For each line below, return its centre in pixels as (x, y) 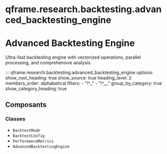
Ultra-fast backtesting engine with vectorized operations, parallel (73, 57)
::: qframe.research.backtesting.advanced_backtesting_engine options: (79, 72)
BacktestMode (26, 130)
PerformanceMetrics (33, 141)
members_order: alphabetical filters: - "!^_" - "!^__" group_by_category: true (83, 83)
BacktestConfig (29, 136)
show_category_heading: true (36, 89)
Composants (26, 105)
